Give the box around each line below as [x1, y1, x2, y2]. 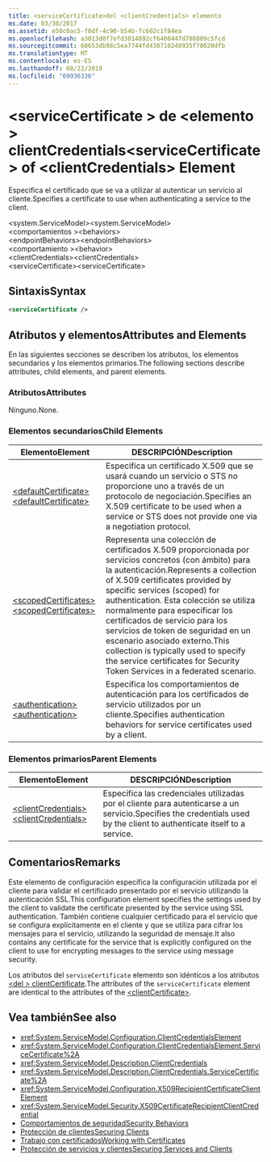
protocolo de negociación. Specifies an [105, 490, 252, 501]
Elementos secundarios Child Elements [8, 425, 164, 437]
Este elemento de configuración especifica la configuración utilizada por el [8, 877, 257, 886]
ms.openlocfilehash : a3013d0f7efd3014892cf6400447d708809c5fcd [8, 34, 226, 43]
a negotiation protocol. [105, 521, 191, 532]
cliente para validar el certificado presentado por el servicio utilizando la [8, 885, 248, 895]
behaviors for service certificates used [105, 719, 252, 730]
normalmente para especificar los [105, 604, 234, 615]
